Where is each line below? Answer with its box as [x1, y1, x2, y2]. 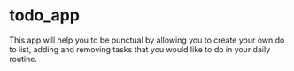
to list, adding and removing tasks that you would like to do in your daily [9, 43, 271, 54]
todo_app [9, 5, 80, 26]
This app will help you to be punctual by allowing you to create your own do [9, 35, 285, 45]
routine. [9, 53, 38, 64]
